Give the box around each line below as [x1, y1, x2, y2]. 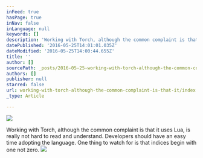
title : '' [6, 54, 31, 60]
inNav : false [6, 20, 39, 26]
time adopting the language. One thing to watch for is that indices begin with [6, 139, 197, 146]
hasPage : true [6, 14, 42, 21]
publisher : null [6, 76, 47, 82]
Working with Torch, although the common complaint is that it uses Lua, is [6, 126, 190, 133]
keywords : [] [6, 31, 39, 37]
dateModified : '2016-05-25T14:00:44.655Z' [6, 48, 115, 54]
